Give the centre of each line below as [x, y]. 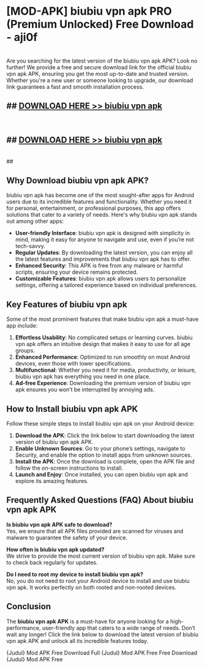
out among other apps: [35, 221]
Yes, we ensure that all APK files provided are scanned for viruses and [95, 531]
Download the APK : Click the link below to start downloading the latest [105, 435]
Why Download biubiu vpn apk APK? [77, 180]
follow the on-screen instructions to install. [69, 468]
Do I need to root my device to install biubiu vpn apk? [75, 574]
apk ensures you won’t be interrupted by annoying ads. [85, 389]
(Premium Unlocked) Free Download [100, 24]
